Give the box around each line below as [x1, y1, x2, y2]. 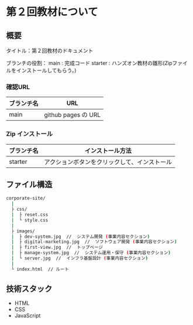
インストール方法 [84, 146, 132, 155]
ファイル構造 [6, 179, 53, 189]
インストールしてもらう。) [16, 67, 77, 74]
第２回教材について [6, 5, 98, 19]
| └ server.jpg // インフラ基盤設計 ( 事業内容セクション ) [11, 255, 149, 261]
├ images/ [11, 228, 35, 234]
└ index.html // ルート [11, 266, 69, 272]
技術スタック [6, 284, 53, 294]
